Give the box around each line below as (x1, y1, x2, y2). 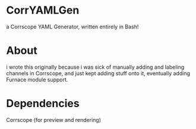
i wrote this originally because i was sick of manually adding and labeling (6, 63, 185, 70)
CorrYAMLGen (6, 4, 80, 17)
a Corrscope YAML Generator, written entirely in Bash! (6, 23, 139, 30)
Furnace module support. (6, 76, 68, 83)
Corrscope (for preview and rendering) (6, 116, 101, 123)
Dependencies (6, 97, 80, 110)
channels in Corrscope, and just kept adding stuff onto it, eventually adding (6, 69, 190, 77)
